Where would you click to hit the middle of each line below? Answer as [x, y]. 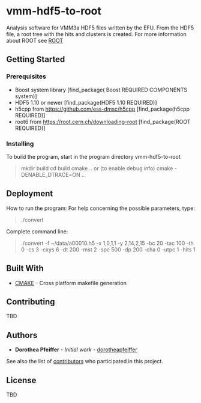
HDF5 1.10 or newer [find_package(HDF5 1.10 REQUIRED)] [86, 102]
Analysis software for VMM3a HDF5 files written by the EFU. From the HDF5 [100, 28]
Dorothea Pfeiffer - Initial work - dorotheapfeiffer [76, 349]
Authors [22, 335]
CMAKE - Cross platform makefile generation [71, 283]
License [21, 380]
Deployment [30, 194]
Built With [25, 269]
